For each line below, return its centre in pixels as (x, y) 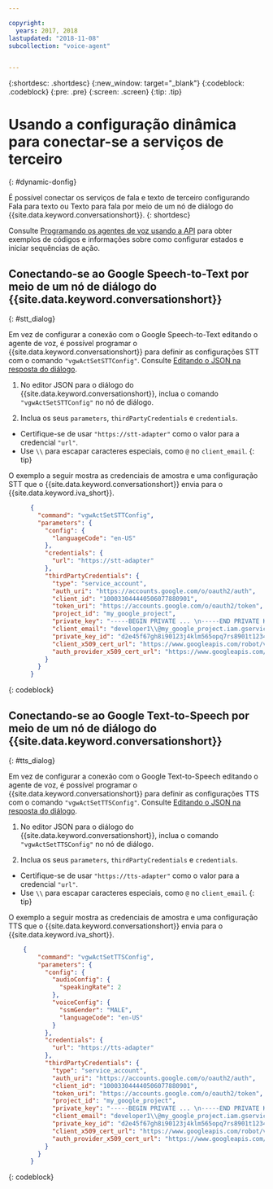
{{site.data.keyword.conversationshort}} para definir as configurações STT (134, 352)
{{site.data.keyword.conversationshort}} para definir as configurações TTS (134, 793)
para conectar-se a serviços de (116, 142)
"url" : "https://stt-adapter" (103, 561)
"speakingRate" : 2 (91, 987)
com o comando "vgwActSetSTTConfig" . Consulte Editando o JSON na (125, 360)
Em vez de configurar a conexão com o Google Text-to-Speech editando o (133, 776)
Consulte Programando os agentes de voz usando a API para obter (121, 231)
